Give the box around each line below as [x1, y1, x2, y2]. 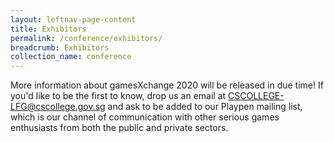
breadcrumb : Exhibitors [10, 42, 110, 53]
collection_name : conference [10, 52, 132, 62]
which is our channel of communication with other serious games [10, 111, 280, 123]
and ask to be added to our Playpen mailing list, [107, 101, 303, 113]
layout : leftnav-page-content [10, 14, 137, 25]
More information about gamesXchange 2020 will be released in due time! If [10, 79, 324, 91]
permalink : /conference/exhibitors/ [10, 33, 163, 43]
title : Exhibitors [10, 24, 87, 34]
